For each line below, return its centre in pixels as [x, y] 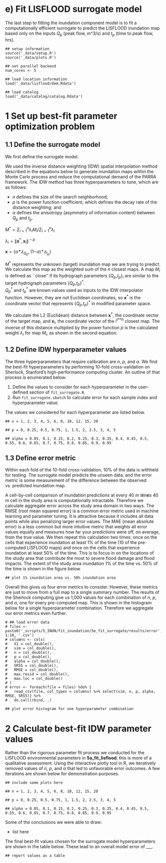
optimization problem [50, 126]
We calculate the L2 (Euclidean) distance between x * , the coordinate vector [82, 315]
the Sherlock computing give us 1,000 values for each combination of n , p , [81, 597]
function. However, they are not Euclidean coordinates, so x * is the [73, 297]
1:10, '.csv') [20, 636]
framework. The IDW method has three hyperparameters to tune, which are [82, 182]
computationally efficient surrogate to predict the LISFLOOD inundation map [83, 28]
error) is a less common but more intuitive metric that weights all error [76, 527]
